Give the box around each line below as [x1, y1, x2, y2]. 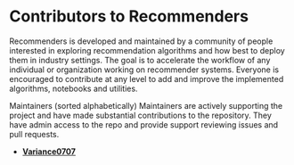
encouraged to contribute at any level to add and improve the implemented [9, 73, 284, 84]
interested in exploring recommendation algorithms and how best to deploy [9, 45, 285, 55]
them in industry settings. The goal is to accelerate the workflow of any [9, 54, 271, 65]
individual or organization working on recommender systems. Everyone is [9, 64, 279, 75]
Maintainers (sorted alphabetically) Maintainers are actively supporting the [9, 100, 283, 111]
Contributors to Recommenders [9, 6, 249, 27]
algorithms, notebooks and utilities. [9, 83, 138, 94]
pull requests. [9, 128, 60, 139]
